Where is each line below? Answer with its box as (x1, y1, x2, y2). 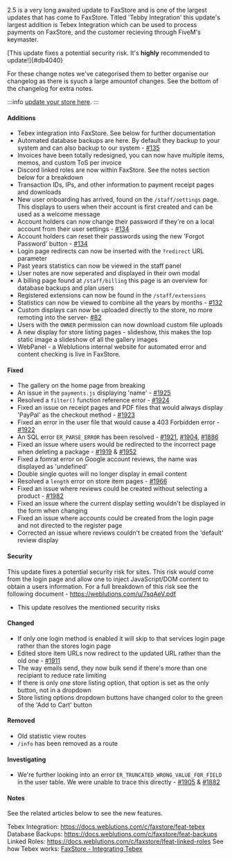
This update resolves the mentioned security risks (17, 603, 161, 611)
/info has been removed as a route (17, 739, 118, 748)
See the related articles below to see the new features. (7, 809, 163, 818)
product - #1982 (17, 492, 64, 500)
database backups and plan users (17, 284, 114, 292)
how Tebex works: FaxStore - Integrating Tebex (7, 845, 143, 853)
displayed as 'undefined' (17, 463, 88, 471)
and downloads (17, 188, 62, 196)
